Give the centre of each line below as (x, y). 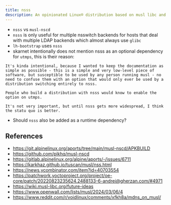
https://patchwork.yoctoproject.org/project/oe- (62, 176)
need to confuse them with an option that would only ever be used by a (84, 79)
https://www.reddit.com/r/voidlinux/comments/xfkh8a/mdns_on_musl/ (87, 197)
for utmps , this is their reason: (44, 56)
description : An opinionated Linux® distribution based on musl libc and (86, 15)
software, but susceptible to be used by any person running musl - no (83, 75)
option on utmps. (24, 97)
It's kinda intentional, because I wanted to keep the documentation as (84, 66)
